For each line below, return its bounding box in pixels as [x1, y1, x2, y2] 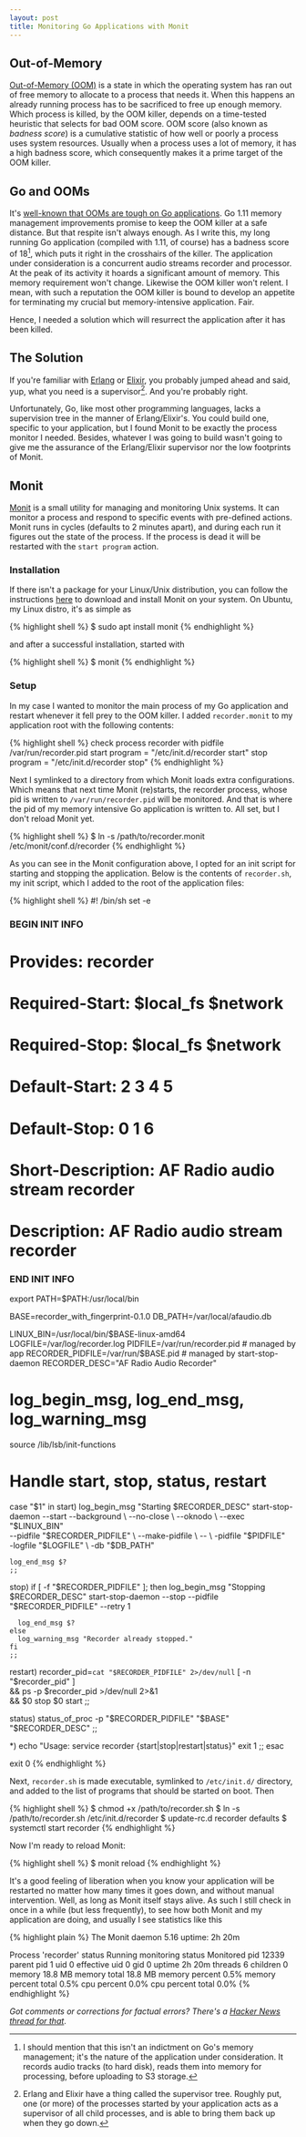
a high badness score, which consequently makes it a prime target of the [9, 148, 283, 159]
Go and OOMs [9, 183, 90, 199]
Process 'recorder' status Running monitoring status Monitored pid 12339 [9, 1949, 285, 1960]
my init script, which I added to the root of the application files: [9, 877, 244, 889]
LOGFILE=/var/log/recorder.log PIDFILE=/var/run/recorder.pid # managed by [9, 1339, 296, 1350]
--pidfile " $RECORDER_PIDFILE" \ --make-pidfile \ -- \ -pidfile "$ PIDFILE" [9, 1530, 285, 1541]
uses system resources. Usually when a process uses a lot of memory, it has [9, 138, 297, 149]
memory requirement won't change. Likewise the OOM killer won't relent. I [9, 277, 289, 288]
